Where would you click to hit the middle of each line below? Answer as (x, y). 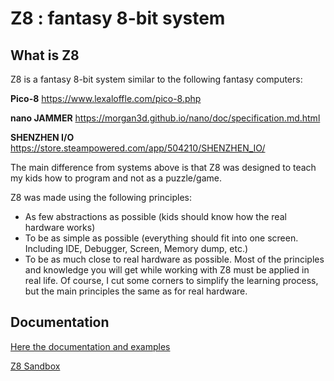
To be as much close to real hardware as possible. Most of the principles (174, 259)
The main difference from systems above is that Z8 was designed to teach (163, 167)
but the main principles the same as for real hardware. (136, 291)
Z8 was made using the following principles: (101, 197)
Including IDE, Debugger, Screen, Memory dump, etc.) (136, 248)
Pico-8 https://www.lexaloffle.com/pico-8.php (106, 98)
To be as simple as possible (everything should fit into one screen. (161, 238)
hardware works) (60, 227)
